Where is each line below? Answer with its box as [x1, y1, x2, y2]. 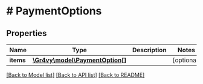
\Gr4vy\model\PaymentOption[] [32, 56, 127, 64]
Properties [6, 28, 47, 38]
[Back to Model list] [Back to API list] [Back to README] [6, 71, 145, 79]
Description [132, 46, 167, 54]
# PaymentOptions [6, 4, 102, 18]
